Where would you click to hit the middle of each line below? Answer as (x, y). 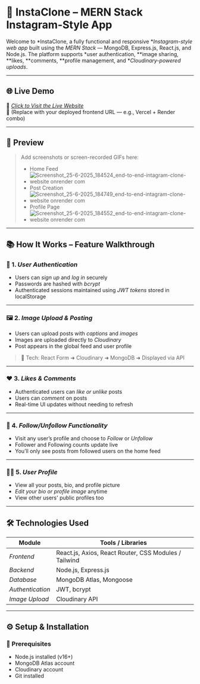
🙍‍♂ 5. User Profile (32, 473)
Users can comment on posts (51, 398)
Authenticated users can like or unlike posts (68, 391)
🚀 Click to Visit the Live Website (45, 105)
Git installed (29, 676)
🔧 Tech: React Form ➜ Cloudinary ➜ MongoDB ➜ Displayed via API (102, 357)
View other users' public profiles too (59, 498)
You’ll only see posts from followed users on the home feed (87, 451)
